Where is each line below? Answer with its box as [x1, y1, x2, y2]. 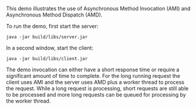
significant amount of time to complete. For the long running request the [6, 72, 181, 79]
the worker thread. [6, 97, 51, 104]
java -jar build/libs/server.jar [6, 34, 88, 40]
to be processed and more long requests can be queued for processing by [6, 91, 186, 98]
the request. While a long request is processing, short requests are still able [6, 85, 189, 92]
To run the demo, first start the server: [6, 23, 99, 29]
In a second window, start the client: [6, 44, 94, 51]
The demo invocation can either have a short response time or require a [6, 66, 180, 73]
